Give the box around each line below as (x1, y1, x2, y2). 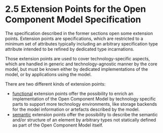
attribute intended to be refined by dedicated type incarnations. (5, 46, 134, 52)
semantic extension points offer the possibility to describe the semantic (12, 111, 158, 117)
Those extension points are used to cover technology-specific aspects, (5, 55, 150, 61)
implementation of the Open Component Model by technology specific (12, 95, 156, 102)
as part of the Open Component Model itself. (12, 122, 104, 128)
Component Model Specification (5, 14, 141, 25)
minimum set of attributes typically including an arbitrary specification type (5, 41, 158, 46)
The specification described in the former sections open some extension (5, 30, 153, 36)
